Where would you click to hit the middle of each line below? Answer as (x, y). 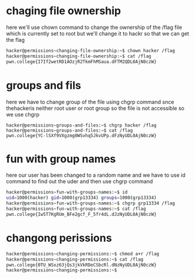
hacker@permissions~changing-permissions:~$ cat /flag (75, 259)
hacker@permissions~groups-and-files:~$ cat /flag (70, 130)
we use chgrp (23, 114)
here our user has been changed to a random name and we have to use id (96, 175)
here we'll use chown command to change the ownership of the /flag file (94, 27)
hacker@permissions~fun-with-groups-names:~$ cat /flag (76, 209)
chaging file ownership (64, 11)
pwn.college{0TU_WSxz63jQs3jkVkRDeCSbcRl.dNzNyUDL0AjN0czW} (82, 265)
